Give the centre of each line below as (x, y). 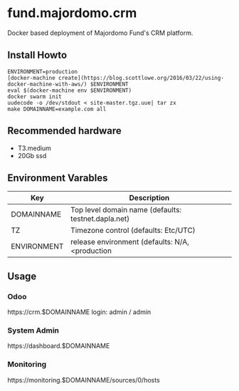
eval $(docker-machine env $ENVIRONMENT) (70, 90)
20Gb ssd (32, 155)
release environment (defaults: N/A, (130, 242)
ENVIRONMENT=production (43, 72)
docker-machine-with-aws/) (47, 84)
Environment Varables (58, 178)
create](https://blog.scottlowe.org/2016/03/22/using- (141, 78)
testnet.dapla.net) (100, 219)
